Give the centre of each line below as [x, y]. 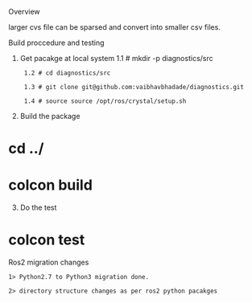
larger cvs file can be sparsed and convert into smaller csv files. [115, 27]
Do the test [38, 207]
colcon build [50, 185]
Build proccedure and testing [56, 43]
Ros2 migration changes [49, 262]
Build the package [50, 116]
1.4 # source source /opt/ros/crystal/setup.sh [105, 101]
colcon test [47, 240]
